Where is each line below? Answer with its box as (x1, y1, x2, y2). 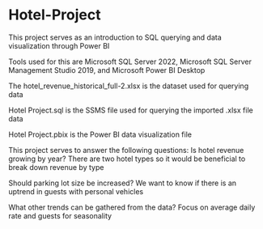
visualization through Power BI (8, 40, 110, 50)
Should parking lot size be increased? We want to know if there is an (8, 178, 237, 188)
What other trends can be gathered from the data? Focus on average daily (8, 202, 256, 212)
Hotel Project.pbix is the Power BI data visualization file (8, 129, 193, 139)
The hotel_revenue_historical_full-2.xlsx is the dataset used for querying (8, 81, 249, 91)
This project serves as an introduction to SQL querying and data (8, 32, 223, 42)
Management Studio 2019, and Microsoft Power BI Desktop (8, 65, 206, 74)
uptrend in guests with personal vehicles (8, 186, 144, 196)
